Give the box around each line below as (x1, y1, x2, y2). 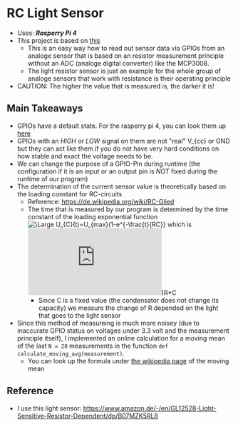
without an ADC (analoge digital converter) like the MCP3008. (27, 59, 209, 67)
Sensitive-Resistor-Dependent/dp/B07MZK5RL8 (16, 411, 158, 420)
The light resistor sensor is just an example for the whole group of (27, 66, 222, 75)
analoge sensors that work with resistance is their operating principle (27, 74, 231, 83)
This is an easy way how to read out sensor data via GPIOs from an (27, 44, 225, 52)
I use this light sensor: (16, 403, 82, 412)
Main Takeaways (6, 102, 83, 115)
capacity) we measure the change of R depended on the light (38, 303, 219, 312)
